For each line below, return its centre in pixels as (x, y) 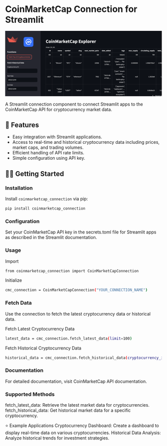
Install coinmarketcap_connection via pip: (47, 199)
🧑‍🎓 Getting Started (35, 173)
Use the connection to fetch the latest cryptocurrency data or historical (78, 314)
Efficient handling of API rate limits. (48, 153)
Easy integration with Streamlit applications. (57, 137)
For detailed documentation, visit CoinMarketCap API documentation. (76, 381)
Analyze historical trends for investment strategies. (57, 438)
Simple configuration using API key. (49, 158)
